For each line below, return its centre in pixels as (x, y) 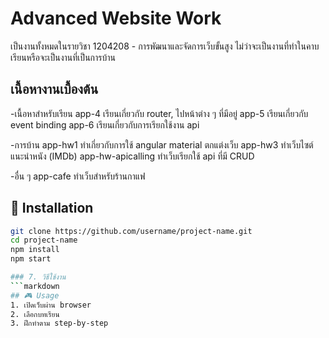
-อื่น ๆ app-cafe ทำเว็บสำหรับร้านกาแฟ (78, 176)
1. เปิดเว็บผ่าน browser (51, 305)
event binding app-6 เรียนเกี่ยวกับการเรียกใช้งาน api (105, 124)
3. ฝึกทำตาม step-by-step (59, 323)
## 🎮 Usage (35, 295)
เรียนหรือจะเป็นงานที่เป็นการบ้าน (63, 57)
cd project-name (44, 240)
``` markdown (35, 286)
